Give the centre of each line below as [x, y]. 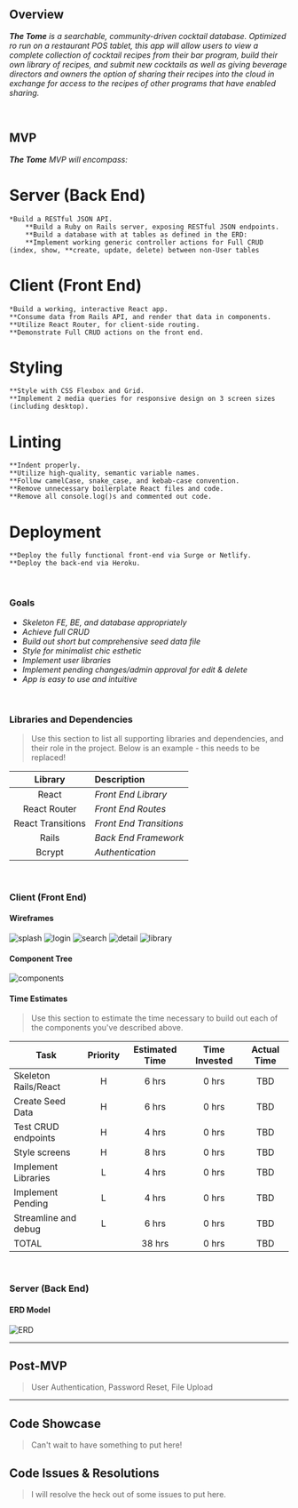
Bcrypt [50, 852]
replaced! [48, 757]
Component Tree [41, 959]
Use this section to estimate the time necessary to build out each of [154, 1018]
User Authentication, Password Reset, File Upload [122, 1387]
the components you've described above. [107, 1028]
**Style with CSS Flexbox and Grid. [77, 391]
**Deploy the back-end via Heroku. [75, 564]
